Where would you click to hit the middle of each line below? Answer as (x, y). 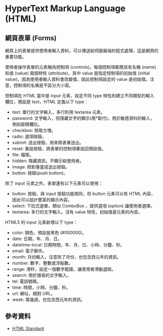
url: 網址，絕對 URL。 (34, 293)
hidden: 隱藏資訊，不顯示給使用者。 (48, 161)
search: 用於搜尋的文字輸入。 (42, 275)
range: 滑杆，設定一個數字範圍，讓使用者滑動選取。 (64, 269)
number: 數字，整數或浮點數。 (42, 263)
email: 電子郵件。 (29, 251)
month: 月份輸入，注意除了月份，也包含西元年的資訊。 (67, 257)
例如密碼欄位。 (27, 124)
